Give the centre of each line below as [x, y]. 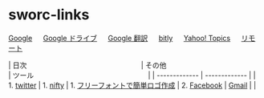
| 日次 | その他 [87, 65]
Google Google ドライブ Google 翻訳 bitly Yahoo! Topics [120, 38]
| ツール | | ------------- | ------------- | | [132, 75]
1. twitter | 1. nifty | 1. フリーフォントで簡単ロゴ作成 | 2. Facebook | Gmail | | [132, 85]
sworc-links [49, 15]
